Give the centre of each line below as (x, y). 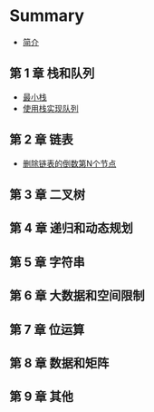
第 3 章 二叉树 (48, 195)
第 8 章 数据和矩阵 (59, 363)
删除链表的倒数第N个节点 (69, 163)
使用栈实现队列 (50, 108)
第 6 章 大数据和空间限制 (77, 296)
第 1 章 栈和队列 (52, 74)
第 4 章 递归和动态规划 (72, 228)
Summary (47, 16)
